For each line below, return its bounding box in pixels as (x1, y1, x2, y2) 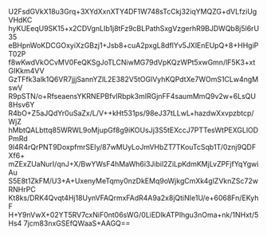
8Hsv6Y (8, 100, 35, 109)
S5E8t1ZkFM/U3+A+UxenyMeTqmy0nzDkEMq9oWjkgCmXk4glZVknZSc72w (8, 176, 259, 186)
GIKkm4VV (8, 66, 45, 75)
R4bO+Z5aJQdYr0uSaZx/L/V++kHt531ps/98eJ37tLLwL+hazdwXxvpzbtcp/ (8, 108, 254, 118)
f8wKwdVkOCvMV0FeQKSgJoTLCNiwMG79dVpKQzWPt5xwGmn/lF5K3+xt (8, 57, 256, 67)
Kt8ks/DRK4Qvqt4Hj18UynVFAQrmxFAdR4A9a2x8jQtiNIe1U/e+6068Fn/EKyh (8, 193, 259, 203)
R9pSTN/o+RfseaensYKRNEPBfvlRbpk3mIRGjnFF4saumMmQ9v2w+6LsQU (8, 92, 257, 100)
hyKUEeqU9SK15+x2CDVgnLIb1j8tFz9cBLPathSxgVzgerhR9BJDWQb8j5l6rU (8, 24, 260, 33)
